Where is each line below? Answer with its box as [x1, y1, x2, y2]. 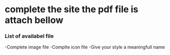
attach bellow [5, 14, 64, 26]
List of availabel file [5, 33, 54, 40]
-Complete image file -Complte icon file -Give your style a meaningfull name [5, 44, 165, 50]
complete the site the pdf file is [5, 4, 138, 15]
